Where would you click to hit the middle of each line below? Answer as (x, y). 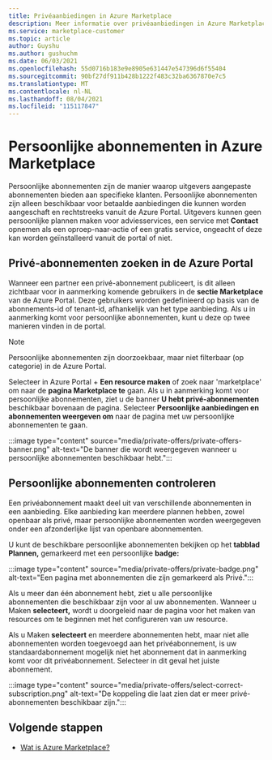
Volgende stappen (56, 728)
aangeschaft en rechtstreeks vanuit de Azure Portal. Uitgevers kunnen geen (135, 213)
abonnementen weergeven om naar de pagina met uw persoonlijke (121, 416)
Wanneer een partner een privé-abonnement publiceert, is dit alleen (122, 283)
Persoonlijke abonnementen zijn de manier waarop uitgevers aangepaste (130, 187)
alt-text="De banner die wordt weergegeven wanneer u (144, 449)
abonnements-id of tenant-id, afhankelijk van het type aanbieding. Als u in (132, 308)
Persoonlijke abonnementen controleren (112, 483)
